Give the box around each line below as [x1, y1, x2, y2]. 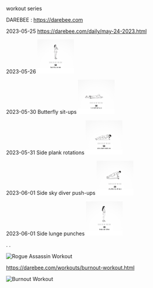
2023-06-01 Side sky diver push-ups [6, 189, 96, 196]
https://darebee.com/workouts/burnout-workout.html [6, 264, 135, 272]
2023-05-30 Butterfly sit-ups [6, 109, 77, 116]
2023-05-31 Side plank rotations [6, 149, 85, 156]
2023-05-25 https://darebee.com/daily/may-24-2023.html [6, 28, 147, 35]
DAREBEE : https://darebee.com [6, 16, 83, 23]
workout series [6, 5, 42, 12]
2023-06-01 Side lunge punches [6, 230, 85, 237]
